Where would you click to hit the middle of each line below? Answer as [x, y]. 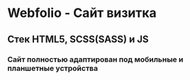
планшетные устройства [53, 68]
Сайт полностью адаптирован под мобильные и [95, 59]
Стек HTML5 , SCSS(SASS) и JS [78, 39]
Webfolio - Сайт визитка [82, 13]
